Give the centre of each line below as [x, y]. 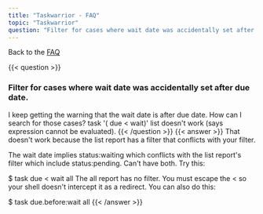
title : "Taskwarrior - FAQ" [54, 15]
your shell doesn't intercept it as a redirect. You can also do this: [112, 187]
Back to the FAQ [34, 53]
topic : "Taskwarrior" [44, 23]
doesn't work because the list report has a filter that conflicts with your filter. [132, 140]
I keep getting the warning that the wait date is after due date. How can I [125, 114]
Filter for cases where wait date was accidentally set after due [129, 88]
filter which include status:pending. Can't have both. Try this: [107, 163]
